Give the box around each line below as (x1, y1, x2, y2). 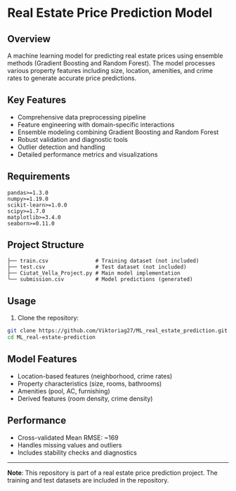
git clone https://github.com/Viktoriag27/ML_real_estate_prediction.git (7, 327, 228, 334)
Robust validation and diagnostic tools (17, 135, 129, 143)
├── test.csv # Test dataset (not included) (7, 263, 188, 271)
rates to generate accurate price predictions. (7, 74, 137, 82)
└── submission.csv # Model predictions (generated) (7, 276, 193, 283)
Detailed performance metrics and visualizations (17, 150, 158, 159)
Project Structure (7, 239, 84, 251)
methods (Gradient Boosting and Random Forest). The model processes (7, 59, 216, 67)
